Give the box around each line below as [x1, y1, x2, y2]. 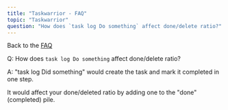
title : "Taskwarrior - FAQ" [7, 10, 88, 17]
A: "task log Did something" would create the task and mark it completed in [7, 68, 220, 76]
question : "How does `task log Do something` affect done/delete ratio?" [7, 23, 223, 29]
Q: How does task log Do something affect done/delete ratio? [7, 55, 181, 63]
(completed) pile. [7, 96, 55, 104]
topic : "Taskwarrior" [7, 16, 69, 23]
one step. [7, 75, 34, 83]
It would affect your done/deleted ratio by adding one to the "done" [7, 88, 197, 96]
